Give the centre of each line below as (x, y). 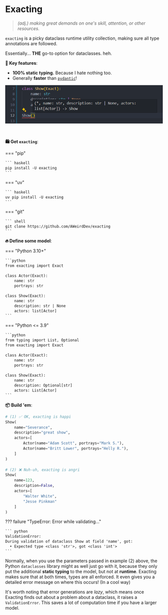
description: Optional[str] (43, 385)
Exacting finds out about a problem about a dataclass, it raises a (71, 597)
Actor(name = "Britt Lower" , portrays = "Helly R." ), (76, 449)
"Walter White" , (40, 496)
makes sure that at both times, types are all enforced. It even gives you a (80, 577)
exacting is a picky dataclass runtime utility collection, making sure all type (82, 38)
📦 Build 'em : (19, 405)
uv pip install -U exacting (34, 197)
